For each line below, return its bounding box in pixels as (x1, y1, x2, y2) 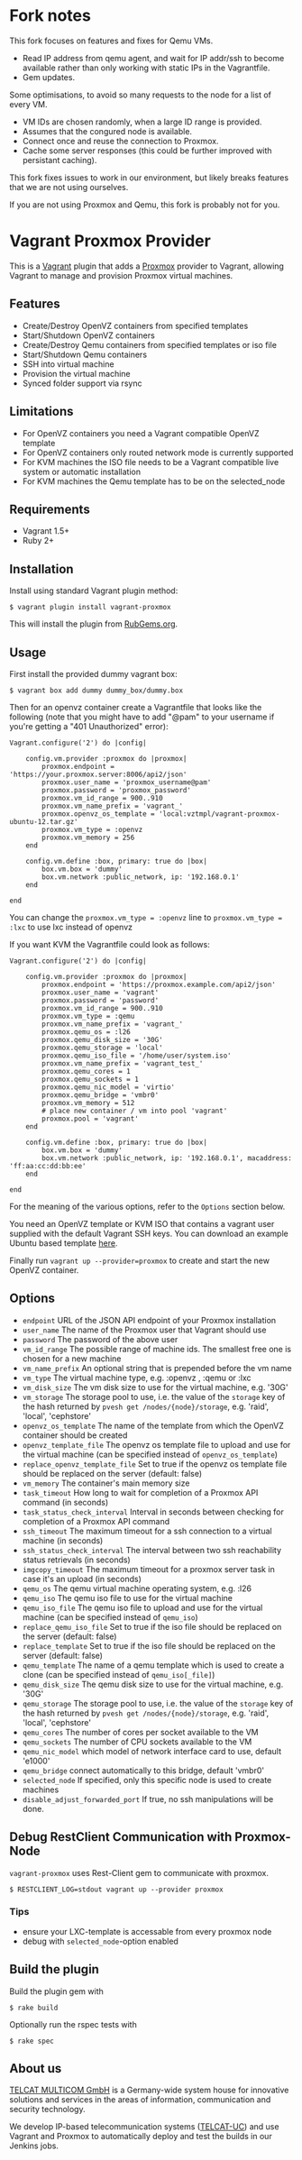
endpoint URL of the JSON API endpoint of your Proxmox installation (22, 1314, 277, 1325)
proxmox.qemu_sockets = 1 (41, 1075, 140, 1084)
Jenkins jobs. (9, 2140, 59, 2151)
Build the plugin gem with (9, 1985, 104, 1997)
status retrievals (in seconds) (22, 1554, 131, 1565)
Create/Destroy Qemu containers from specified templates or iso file (22, 339, 278, 350)
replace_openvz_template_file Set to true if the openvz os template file (22, 1458, 288, 1469)
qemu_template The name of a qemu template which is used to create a (22, 1660, 285, 1670)
